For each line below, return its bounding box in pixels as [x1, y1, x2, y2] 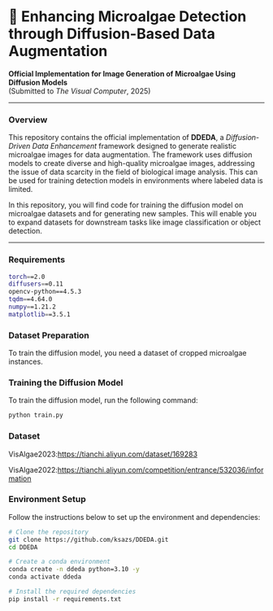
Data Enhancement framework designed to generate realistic [32, 142, 237, 151]
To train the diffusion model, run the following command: [8, 395, 198, 405]
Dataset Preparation [8, 330, 89, 341]
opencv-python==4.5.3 [8, 288, 82, 296]
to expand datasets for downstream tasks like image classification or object [8, 217, 262, 227]
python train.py [8, 411, 63, 420]
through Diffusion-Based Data [8, 24, 215, 43]
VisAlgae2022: [8, 465, 58, 474]
